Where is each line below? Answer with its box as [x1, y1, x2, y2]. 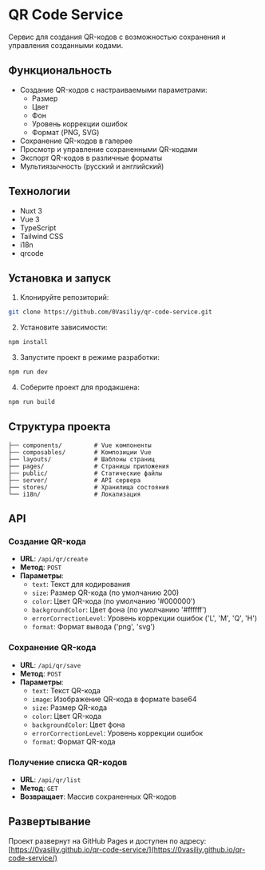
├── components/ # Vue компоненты [8, 441, 152, 449]
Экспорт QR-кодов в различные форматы [19, 153, 162, 162]
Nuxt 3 [19, 206, 42, 215]
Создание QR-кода [8, 536, 86, 547]
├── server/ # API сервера [8, 476, 141, 485]
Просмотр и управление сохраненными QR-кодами [19, 144, 198, 154]
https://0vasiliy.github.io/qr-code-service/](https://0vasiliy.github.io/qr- [10, 844, 246, 854]
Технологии [8, 185, 70, 198]
